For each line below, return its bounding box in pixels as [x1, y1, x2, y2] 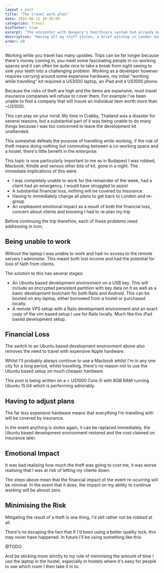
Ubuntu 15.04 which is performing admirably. [5, 383, 96, 389]
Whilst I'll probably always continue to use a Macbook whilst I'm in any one [5, 358, 156, 364]
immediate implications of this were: [5, 168, 78, 174]
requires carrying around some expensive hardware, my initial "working [5, 73, 149, 79]
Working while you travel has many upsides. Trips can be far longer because [5, 52, 159, 58]
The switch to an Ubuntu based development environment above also [5, 343, 145, 349]
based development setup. [12, 316, 66, 322]
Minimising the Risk [5, 501, 66, 509]
